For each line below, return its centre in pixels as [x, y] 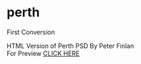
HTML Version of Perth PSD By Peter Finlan [70, 46]
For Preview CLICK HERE [43, 53]
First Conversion [31, 32]
